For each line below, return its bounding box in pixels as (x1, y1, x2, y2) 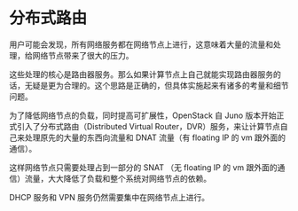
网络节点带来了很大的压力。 (32, 50, 134, 60)
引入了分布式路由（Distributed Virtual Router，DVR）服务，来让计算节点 (16, 121, 281, 131)
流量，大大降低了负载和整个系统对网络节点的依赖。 (24, 173, 211, 184)
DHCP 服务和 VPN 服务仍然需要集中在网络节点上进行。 (9, 191, 210, 202)
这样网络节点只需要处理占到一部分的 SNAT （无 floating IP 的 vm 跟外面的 (9, 161, 278, 173)
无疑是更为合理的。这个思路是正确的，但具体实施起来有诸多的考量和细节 (24, 80, 289, 90)
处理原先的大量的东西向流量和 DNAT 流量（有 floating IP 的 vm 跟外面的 (24, 132, 286, 143)
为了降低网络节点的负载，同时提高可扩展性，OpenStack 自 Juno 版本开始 (9, 110, 277, 121)
